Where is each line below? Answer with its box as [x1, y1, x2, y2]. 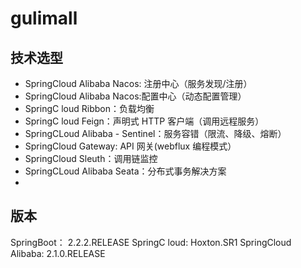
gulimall [10, 7, 78, 30]
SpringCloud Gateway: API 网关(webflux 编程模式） [24, 140, 237, 152]
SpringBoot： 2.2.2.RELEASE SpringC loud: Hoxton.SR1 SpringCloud [10, 236, 292, 248]
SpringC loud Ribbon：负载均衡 [24, 103, 155, 114]
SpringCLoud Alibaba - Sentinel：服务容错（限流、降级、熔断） [24, 128, 287, 139]
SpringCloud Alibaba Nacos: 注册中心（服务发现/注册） [24, 78, 253, 89]
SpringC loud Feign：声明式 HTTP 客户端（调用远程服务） [24, 115, 265, 127]
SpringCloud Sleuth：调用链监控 [24, 153, 158, 164]
